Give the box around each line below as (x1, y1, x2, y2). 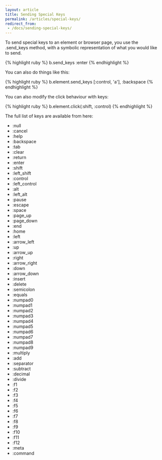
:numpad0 (12, 297, 34, 303)
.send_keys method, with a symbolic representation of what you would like (5, 45, 158, 51)
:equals (12, 292, 28, 298)
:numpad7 (12, 334, 33, 340)
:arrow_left (12, 239, 35, 245)
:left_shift (12, 170, 31, 177)
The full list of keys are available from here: (5, 113, 93, 119)
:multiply (12, 350, 30, 356)
